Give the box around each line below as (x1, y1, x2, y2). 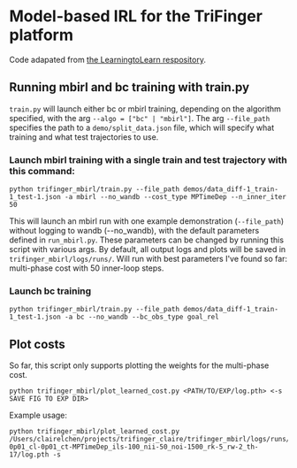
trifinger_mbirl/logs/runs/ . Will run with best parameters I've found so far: (9, 254, 288, 265)
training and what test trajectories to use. (9, 131, 159, 142)
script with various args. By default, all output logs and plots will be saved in (9, 244, 286, 255)
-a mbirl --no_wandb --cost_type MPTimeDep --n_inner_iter (65, 193, 287, 202)
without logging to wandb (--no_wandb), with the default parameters (9, 226, 260, 236)
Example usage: (9, 410, 68, 421)
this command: (9, 165, 75, 177)
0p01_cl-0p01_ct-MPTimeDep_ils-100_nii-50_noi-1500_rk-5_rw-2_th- (9, 442, 259, 452)
